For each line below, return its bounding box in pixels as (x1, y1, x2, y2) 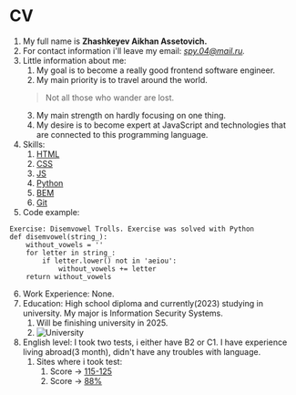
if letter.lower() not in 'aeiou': (42, 256, 178, 265)
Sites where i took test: (36, 356, 123, 367)
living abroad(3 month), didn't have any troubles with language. (22, 346, 261, 357)
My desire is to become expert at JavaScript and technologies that (36, 120, 287, 130)
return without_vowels (26, 272, 112, 281)
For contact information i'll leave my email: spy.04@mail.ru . (22, 45, 246, 56)
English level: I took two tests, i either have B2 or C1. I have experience (22, 337, 288, 348)
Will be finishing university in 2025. (36, 317, 168, 328)
